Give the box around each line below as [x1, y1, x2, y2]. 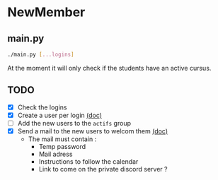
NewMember [7, 4, 86, 20]
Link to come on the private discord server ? [38, 164, 168, 173]
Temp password [38, 142, 86, 150]
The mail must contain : [28, 135, 97, 143]
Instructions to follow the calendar [38, 157, 139, 166]
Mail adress [38, 150, 73, 158]
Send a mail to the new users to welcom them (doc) [17, 126, 168, 135]
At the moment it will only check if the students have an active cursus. [7, 64, 212, 72]
